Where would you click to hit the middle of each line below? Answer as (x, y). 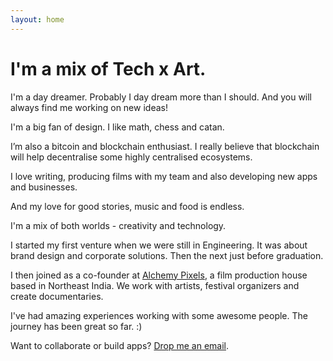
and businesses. (44, 187)
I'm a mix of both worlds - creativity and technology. (118, 225)
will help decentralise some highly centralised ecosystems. (131, 157)
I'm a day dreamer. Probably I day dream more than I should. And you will (161, 97)
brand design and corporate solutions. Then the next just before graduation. (167, 255)
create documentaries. (57, 296)
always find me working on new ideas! (89, 107)
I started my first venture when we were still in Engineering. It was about (159, 245)
